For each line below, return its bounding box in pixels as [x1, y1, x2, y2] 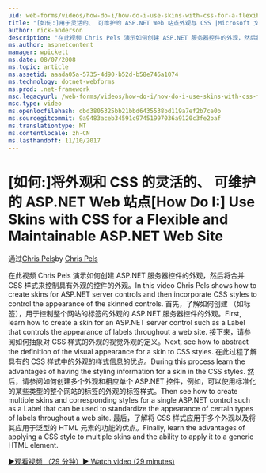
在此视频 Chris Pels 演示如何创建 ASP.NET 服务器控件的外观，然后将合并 [8, 271, 245, 281]
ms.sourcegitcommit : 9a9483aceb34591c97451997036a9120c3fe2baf [8, 115, 222, 123]
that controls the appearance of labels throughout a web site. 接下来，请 [8, 327, 245, 337]
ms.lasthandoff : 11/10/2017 [8, 136, 101, 145]
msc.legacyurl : [8, 93, 59, 100]
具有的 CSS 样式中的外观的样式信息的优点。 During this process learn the [8, 357, 245, 366]
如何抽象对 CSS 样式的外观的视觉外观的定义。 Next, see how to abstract [14, 337, 249, 346]
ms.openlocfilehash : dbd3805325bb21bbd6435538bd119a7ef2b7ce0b [8, 108, 222, 115]
